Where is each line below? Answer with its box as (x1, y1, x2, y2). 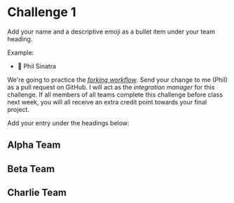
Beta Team (7, 162, 55, 175)
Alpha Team (7, 139, 61, 151)
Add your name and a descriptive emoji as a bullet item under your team (7, 27, 216, 36)
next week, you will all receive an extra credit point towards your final (7, 97, 207, 106)
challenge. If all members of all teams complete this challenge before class (7, 90, 223, 99)
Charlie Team (7, 187, 67, 199)
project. (7, 105, 30, 113)
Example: (7, 48, 34, 57)
